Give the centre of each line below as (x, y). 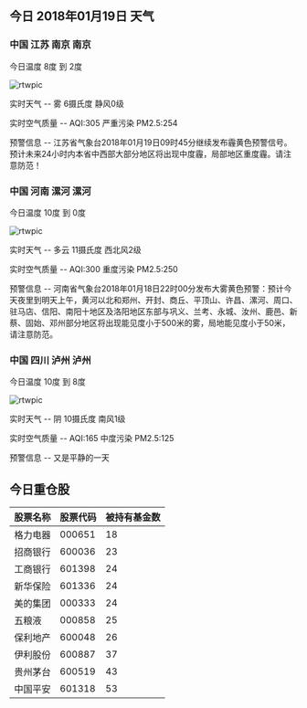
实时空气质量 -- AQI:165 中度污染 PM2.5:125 (92, 439)
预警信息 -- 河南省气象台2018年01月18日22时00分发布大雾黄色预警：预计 (147, 288)
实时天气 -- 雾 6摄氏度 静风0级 (67, 103)
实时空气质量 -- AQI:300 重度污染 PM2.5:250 (94, 269)
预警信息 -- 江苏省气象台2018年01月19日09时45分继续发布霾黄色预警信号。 (151, 142)
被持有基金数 (133, 517)
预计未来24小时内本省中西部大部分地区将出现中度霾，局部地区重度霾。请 (147, 153)
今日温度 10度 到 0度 (48, 212)
